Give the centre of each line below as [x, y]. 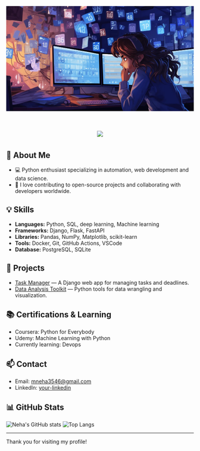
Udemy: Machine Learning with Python [62, 338]
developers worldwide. [43, 191]
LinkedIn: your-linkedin [43, 388]
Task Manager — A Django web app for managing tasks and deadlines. [102, 282]
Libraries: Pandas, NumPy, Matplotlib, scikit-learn [76, 237]
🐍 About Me [28, 155]
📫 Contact [27, 364]
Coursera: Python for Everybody [54, 332]
